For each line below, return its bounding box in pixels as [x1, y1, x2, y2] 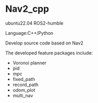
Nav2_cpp [5, 3, 50, 15]
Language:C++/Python [5, 30, 54, 36]
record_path [12, 81, 39, 88]
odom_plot [12, 87, 36, 93]
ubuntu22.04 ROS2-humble [5, 20, 64, 26]
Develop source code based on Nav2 [5, 39, 84, 46]
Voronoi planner [12, 59, 47, 66]
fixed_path [12, 76, 35, 82]
